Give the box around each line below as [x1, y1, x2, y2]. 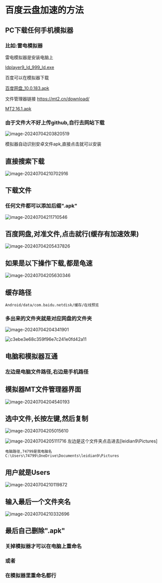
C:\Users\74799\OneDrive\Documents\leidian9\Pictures [5, 453, 120, 458]
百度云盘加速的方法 [5, 4, 84, 16]
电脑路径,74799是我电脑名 [5, 449, 52, 454]
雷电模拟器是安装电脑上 [5, 54, 53, 60]
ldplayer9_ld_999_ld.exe [5, 64, 54, 70]
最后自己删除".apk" [5, 527, 65, 535]
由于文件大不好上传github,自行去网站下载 [5, 119, 105, 126]
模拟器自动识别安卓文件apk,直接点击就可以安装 [5, 141, 102, 147]
